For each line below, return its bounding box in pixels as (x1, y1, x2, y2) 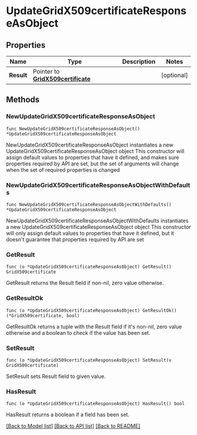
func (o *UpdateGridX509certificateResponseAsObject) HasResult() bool (6, 401, 185, 407)
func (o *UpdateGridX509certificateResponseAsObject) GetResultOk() (6, 307, 177, 313)
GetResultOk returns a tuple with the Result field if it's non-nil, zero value (6, 323, 182, 330)
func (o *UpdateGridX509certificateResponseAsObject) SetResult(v (6, 357, 172, 363)
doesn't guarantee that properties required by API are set (6, 235, 144, 243)
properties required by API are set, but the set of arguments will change (6, 160, 179, 167)
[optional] (161, 71, 188, 79)
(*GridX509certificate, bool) (6, 313, 80, 318)
